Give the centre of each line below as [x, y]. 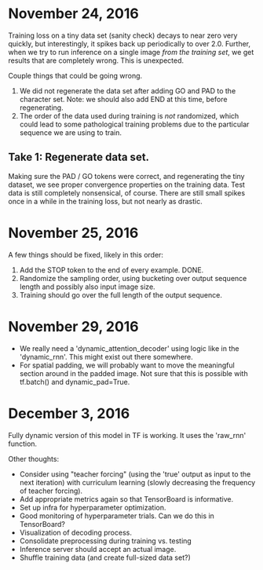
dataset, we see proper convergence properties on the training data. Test [127, 185]
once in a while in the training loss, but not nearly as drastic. [105, 201]
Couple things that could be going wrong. [75, 75]
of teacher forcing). [51, 491]
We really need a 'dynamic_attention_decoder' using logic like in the [129, 348]
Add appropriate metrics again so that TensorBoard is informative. [126, 499]
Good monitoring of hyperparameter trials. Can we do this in [117, 516]
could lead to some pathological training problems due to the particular [134, 124]
